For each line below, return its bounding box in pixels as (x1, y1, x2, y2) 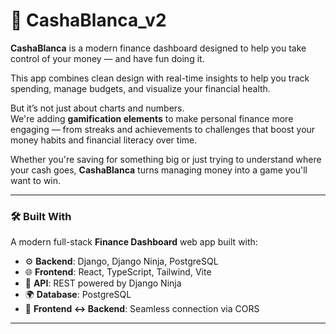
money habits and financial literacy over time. (10, 134, 198, 146)
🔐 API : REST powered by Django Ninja (24, 277, 182, 289)
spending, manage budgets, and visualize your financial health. (10, 82, 271, 94)
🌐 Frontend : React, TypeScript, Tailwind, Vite (24, 266, 212, 278)
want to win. (10, 174, 62, 186)
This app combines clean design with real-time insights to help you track (10, 72, 310, 84)
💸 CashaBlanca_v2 (10, 9, 167, 32)
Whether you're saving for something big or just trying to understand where (10, 153, 322, 165)
